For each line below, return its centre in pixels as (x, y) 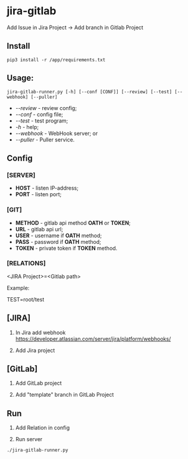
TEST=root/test (26, 299)
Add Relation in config (43, 428)
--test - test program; (42, 121)
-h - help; (27, 127)
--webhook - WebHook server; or (57, 133)
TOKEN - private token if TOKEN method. (66, 248)
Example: (18, 288)
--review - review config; (46, 108)
